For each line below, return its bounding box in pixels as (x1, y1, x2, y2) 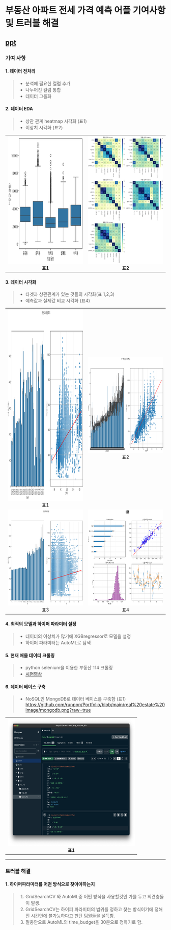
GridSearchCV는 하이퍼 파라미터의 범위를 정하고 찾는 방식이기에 (25, 906, 154, 912)
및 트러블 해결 (5, 17, 59, 29)
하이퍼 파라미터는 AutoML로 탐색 (25, 640, 91, 646)
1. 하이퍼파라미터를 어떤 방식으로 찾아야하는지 (5, 881, 95, 887)
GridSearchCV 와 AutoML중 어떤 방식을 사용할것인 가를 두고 (25, 893, 147, 899)
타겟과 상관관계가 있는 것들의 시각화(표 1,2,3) (25, 291, 115, 297)
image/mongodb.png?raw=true (25, 707, 91, 713)
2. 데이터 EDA (5, 106, 33, 112)
